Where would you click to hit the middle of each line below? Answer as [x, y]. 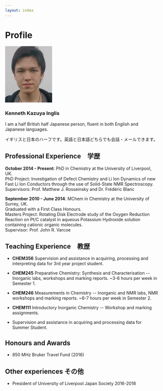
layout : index [20, 10]
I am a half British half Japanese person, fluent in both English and [72, 124]
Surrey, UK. [17, 204]
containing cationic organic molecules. [44, 225]
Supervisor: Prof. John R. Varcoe [38, 230]
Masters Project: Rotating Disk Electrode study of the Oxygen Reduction [77, 214]
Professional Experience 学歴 [53, 156]
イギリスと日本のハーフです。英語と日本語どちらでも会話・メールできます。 [81, 139]
